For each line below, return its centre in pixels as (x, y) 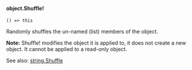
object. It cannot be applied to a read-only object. (67, 49)
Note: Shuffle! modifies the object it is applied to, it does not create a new (96, 43)
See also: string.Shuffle (35, 61)
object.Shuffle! (25, 8)
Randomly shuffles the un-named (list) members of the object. (82, 32)
